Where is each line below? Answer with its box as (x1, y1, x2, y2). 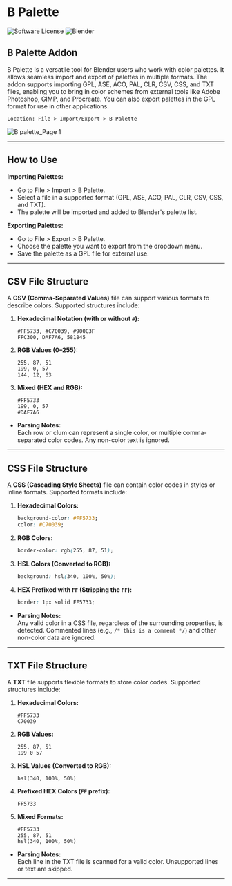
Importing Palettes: (7, 172, 64, 180)
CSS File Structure (7, 462, 88, 474)
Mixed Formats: (17, 813, 64, 821)
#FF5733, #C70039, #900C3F (17, 328, 95, 335)
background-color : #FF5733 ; (17, 515, 98, 522)
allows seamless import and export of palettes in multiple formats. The (7, 73, 208, 81)
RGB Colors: (17, 533, 53, 542)
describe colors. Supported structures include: (7, 301, 140, 309)
